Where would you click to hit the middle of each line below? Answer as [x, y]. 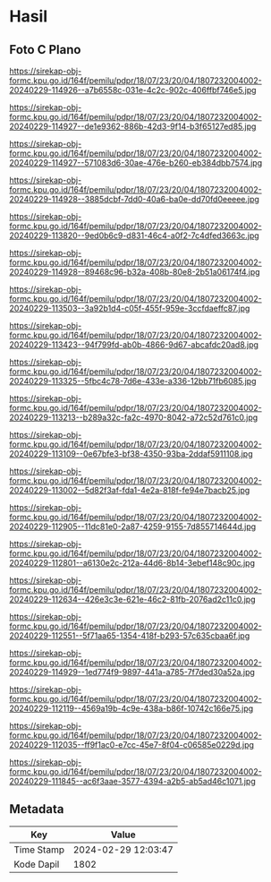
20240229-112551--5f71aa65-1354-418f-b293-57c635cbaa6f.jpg [130, 636]
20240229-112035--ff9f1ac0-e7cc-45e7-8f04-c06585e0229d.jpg [132, 745]
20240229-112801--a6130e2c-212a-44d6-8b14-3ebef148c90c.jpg [132, 563]
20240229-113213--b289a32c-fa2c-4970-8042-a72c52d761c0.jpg [134, 417]
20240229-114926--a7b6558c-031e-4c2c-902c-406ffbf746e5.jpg [133, 90]
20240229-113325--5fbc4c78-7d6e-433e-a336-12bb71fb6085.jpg [133, 381]
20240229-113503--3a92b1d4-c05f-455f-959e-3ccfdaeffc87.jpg [130, 308]
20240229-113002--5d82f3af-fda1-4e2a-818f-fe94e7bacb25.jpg [130, 490]
